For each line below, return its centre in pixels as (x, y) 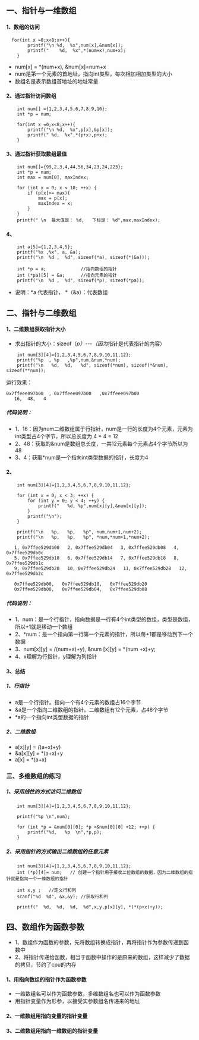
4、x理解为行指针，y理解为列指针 (56, 656)
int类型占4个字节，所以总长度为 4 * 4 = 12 (67, 436)
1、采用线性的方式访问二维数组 (44, 791)
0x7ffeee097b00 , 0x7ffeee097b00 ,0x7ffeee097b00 (73, 393)
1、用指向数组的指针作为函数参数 (47, 979)
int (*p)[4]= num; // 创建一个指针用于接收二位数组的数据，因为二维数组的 (103, 873)
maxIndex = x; (55, 204)
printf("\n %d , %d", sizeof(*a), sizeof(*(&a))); (83, 258)
